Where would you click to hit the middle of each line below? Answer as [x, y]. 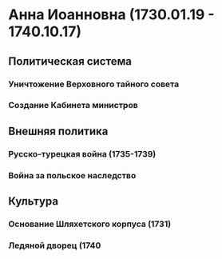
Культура [33, 201]
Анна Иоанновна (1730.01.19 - [111, 15]
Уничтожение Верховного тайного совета [94, 84]
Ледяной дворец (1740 [55, 245]
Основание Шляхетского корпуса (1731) [90, 224]
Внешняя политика [58, 131]
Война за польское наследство [72, 175]
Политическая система [70, 61]
